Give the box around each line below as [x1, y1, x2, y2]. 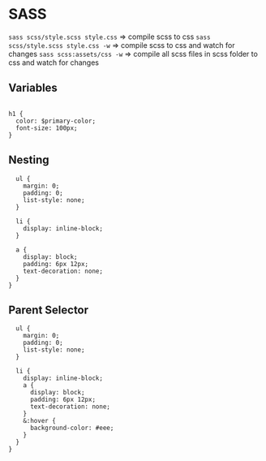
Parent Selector [8, 303, 89, 317]
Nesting [8, 153, 50, 167]
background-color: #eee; [29, 424, 114, 433]
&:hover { [23, 417, 57, 425]
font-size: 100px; [15, 123, 79, 132]
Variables [8, 81, 58, 95]
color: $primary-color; [15, 117, 96, 125]
